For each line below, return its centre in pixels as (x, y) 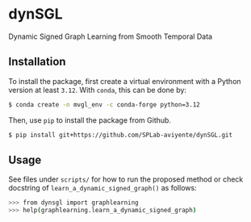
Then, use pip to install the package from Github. (90, 120)
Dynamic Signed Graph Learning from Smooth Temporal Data (110, 36)
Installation (37, 62)
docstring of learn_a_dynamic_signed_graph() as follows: (102, 188)
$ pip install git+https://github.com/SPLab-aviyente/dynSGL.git (120, 135)
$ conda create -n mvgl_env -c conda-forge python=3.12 (104, 105)
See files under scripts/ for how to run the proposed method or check (126, 179)
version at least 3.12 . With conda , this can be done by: (98, 90)
